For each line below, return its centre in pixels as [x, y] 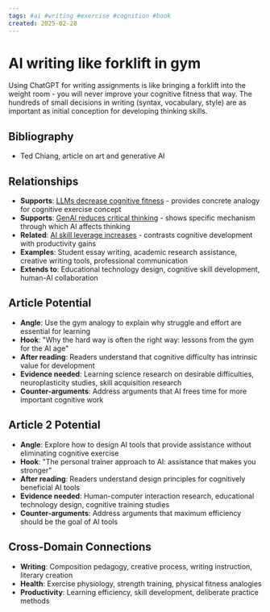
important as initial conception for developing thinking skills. [108, 111]
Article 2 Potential [54, 425]
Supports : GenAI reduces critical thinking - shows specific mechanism [137, 218]
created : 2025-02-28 [43, 23]
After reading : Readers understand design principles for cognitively [133, 479]
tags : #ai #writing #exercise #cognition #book [90, 16]
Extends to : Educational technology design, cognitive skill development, [140, 269]
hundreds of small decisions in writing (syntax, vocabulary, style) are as [128, 102]
